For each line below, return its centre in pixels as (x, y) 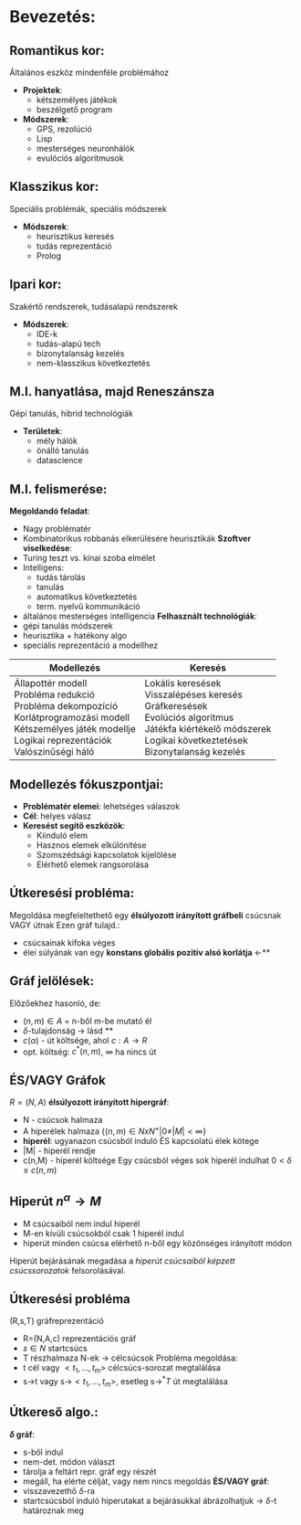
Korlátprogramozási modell (72, 717)
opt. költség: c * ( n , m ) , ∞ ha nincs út (89, 1051)
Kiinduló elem (62, 836)
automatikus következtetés (87, 597)
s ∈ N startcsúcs (55, 1349)
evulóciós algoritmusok (80, 158)
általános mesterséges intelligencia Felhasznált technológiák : (140, 616)
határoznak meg (53, 1510)
